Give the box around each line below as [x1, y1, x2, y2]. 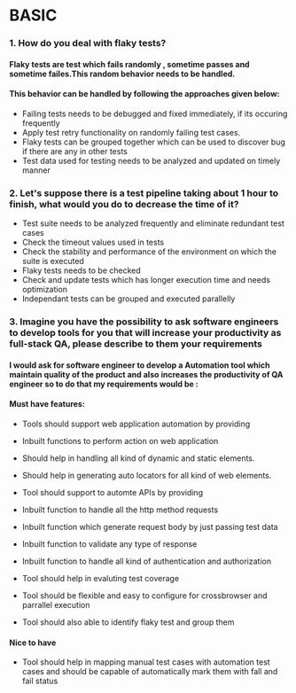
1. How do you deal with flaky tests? [9, 37, 167, 50]
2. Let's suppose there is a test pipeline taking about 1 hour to [9, 187, 279, 199]
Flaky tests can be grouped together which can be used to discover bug [21, 136, 286, 147]
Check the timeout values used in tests [21, 237, 165, 248]
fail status [21, 675, 58, 687]
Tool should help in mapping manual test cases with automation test [21, 657, 270, 667]
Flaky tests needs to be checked [21, 265, 142, 276]
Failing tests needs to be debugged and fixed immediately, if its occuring [21, 108, 288, 119]
